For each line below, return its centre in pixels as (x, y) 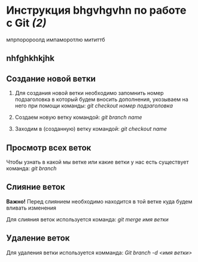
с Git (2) (26, 23)
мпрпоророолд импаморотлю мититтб (56, 39)
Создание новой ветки (51, 78)
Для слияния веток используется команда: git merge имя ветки (87, 219)
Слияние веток (36, 187)
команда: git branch (31, 168)
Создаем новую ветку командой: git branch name (78, 118)
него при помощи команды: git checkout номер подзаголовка (94, 106)
